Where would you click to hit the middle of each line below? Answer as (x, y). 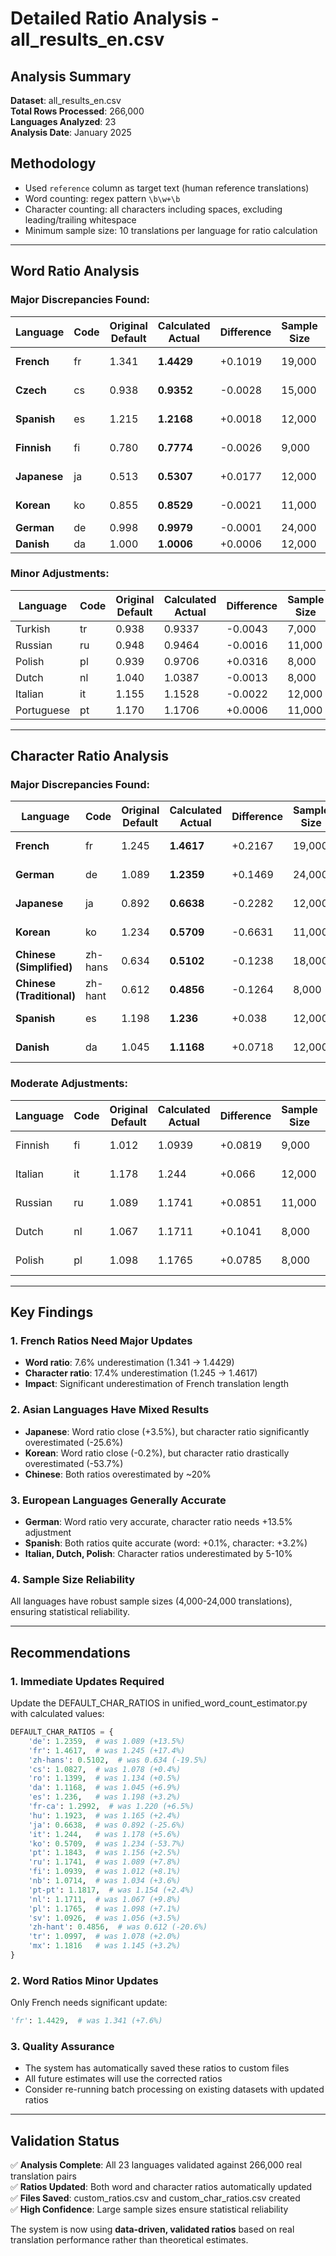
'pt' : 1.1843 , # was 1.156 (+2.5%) (105, 1853)
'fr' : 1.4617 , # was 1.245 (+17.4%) (107, 1750)
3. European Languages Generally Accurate (118, 1500)
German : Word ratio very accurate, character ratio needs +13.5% (158, 1522)
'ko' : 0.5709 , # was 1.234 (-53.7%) (107, 1843)
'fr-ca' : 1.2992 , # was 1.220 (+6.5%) (111, 1807)
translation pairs (43, 2176)
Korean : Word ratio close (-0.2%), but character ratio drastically (157, 1453)
